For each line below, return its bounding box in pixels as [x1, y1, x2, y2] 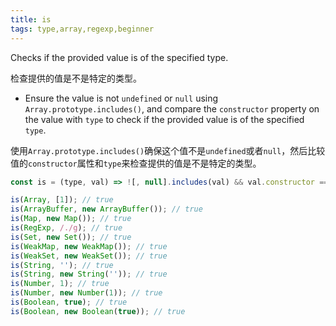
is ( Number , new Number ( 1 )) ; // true [10, 288, 163, 298]
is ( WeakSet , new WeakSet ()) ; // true [10, 251, 168, 261]
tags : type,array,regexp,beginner [10, 24, 155, 34]
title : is [10, 14, 52, 25]
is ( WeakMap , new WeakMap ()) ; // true [10, 241, 168, 251]
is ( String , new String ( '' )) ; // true [10, 269, 168, 280]
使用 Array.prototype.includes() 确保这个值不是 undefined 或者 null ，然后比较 [10, 144, 326, 156]
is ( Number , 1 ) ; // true [10, 279, 110, 289]
